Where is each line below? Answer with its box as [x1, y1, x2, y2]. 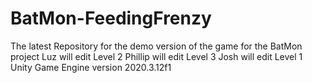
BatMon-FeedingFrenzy [10, 7, 212, 30]
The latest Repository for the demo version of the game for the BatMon [10, 40, 303, 52]
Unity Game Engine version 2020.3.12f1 [10, 61, 172, 73]
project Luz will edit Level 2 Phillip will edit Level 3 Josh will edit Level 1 [10, 50, 303, 62]
